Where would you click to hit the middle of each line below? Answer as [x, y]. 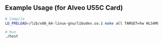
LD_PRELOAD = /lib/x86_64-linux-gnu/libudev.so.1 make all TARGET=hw [75, 23]
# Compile [15, 19]
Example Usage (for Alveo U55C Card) [64, 8]
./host [12, 36]
